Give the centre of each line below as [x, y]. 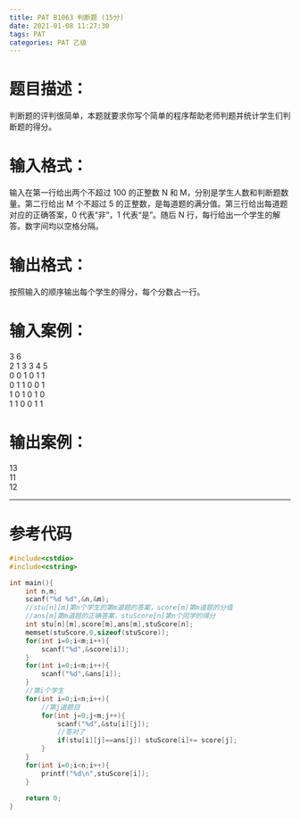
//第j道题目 [61, 707]
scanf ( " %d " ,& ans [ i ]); [82, 674]
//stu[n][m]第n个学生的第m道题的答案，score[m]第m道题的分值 [129, 608]
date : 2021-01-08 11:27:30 [59, 26]
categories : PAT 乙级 [48, 42]
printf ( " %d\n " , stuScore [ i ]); [96, 773]
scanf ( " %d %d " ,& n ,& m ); [67, 600]
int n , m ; [42, 591]
